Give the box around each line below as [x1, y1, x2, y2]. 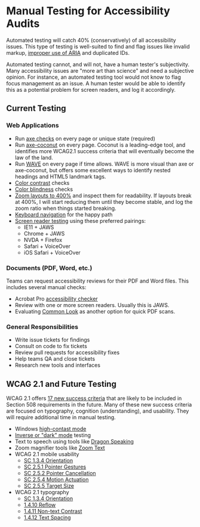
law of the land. [14, 154, 54, 161]
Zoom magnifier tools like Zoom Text [14, 444, 106, 451]
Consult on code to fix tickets [14, 343, 88, 350]
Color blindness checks [14, 185, 73, 193]
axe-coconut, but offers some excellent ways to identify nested [14, 166, 171, 173]
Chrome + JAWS [23, 230, 65, 237]
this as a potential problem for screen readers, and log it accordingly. [6, 86, 176, 93]
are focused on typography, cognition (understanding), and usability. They [6, 407, 189, 415]
